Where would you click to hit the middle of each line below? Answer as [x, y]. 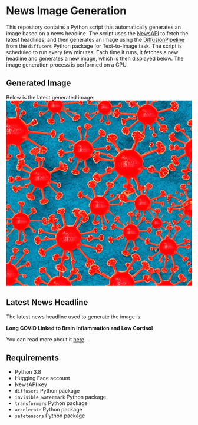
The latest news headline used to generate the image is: [74, 317]
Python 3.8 [28, 372]
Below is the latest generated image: [50, 97]
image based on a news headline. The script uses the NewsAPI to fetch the [97, 33]
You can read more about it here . [46, 339]
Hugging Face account [42, 378]
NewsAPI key [31, 384]
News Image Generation [66, 11]
